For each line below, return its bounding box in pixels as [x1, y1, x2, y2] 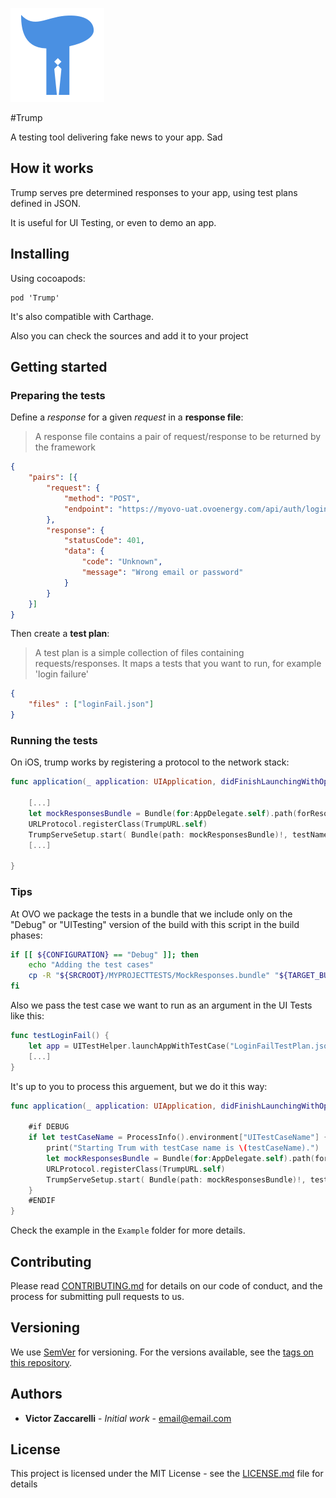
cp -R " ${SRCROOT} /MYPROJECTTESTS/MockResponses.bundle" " [28, 971, 280, 981]
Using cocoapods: [10, 272, 86, 284]
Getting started [10, 359, 108, 376]
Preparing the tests [10, 388, 106, 402]
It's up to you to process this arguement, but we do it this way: [10, 1080, 268, 1092]
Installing [10, 246, 70, 263]
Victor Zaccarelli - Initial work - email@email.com [24, 1412, 232, 1424]
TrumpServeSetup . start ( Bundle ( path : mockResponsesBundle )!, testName [28, 829, 329, 840]
